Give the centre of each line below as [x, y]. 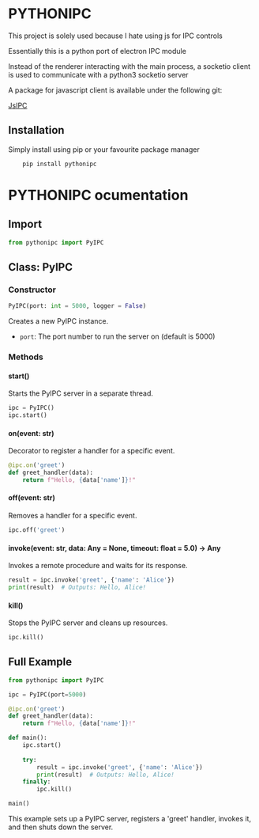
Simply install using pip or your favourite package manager [104, 149]
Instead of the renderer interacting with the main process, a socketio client [129, 66]
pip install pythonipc [60, 164]
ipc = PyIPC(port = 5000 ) [47, 694]
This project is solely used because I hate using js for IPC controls [115, 36]
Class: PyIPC [41, 267]
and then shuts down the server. [61, 827]
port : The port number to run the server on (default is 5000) [117, 336]
